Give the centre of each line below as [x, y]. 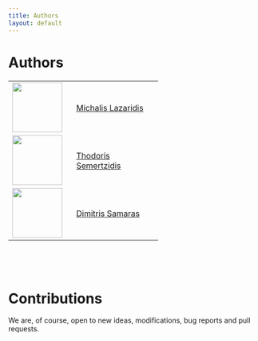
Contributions [55, 298]
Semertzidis [99, 166]
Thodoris [93, 155]
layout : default [35, 23]
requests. [24, 329]
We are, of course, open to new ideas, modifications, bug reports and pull [129, 320]
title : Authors [34, 16]
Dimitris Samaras [108, 214]
